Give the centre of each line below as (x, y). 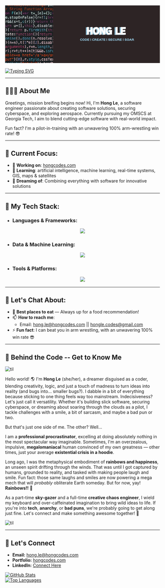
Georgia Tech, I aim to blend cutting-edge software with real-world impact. (81, 118)
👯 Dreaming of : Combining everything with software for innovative (80, 181)
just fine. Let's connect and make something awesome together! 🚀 (72, 514)
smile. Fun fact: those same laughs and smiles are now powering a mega (79, 478)
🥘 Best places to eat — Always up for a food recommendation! (75, 312)
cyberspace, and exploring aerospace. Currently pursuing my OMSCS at (78, 113)
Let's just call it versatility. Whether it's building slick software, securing (77, 402)
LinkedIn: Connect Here (37, 565)
